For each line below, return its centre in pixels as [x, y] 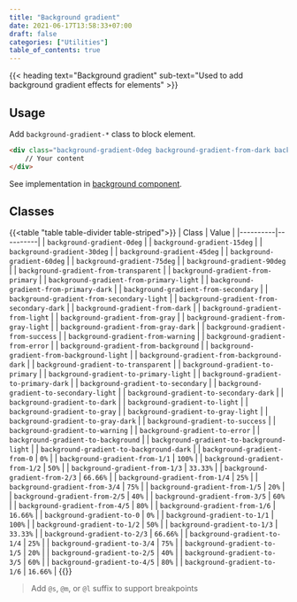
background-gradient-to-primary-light [120, 374]
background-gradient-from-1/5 [206, 488]
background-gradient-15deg [203, 243]
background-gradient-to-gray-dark [73, 421]
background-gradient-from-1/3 [127, 469]
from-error [29, 346]
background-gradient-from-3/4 [65, 488]
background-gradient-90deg [236, 262]
